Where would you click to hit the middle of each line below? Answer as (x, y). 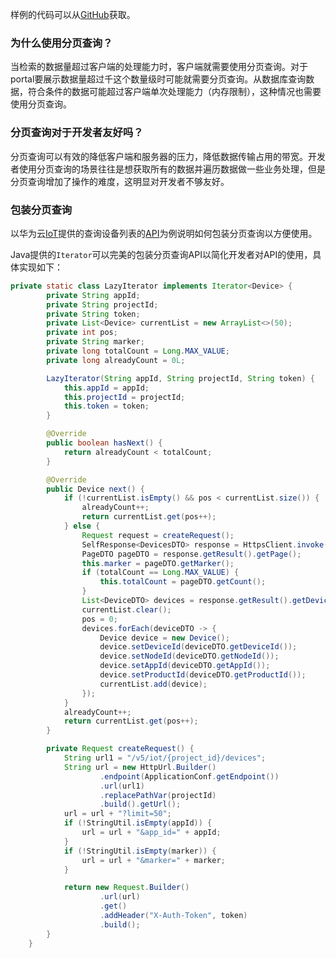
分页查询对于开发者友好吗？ (77, 133)
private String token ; (93, 314)
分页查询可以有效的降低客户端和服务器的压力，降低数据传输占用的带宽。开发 (168, 156)
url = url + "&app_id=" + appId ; (151, 833)
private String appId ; (93, 295)
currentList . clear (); (126, 609)
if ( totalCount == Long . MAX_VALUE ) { (160, 573)
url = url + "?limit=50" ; (117, 814)
